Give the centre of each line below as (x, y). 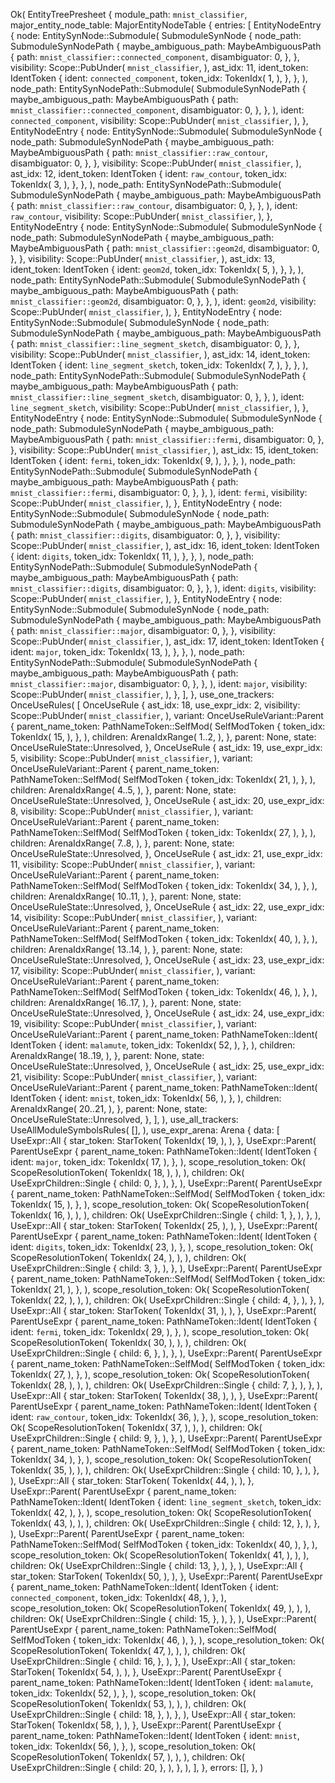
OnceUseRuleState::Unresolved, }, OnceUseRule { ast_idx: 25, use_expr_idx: (167, 1066)
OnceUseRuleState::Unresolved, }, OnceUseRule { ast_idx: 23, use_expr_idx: (167, 960)
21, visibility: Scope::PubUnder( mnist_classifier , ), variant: (134, 1077)
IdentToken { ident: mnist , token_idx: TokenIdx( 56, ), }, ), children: (146, 1098)
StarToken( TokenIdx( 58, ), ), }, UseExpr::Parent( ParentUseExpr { (146, 1725)
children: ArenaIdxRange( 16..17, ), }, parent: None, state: (126, 1002)
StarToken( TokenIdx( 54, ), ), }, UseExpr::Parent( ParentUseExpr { (146, 1672)
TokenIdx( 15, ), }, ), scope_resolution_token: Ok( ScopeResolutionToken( (160, 1204)
